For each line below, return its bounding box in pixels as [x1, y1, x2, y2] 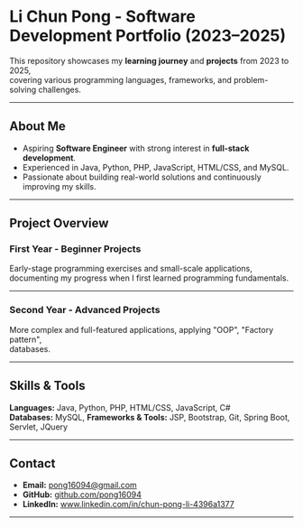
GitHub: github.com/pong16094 [22, 489, 142, 500]
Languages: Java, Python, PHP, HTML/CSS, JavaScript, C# [9, 402, 232, 412]
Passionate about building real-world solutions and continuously [22, 171, 262, 182]
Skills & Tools [9, 378, 86, 393]
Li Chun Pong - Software [9, 6, 196, 27]
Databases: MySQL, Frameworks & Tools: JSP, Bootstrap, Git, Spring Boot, [9, 411, 290, 422]
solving [9, 84, 37, 95]
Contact [9, 456, 56, 471]
